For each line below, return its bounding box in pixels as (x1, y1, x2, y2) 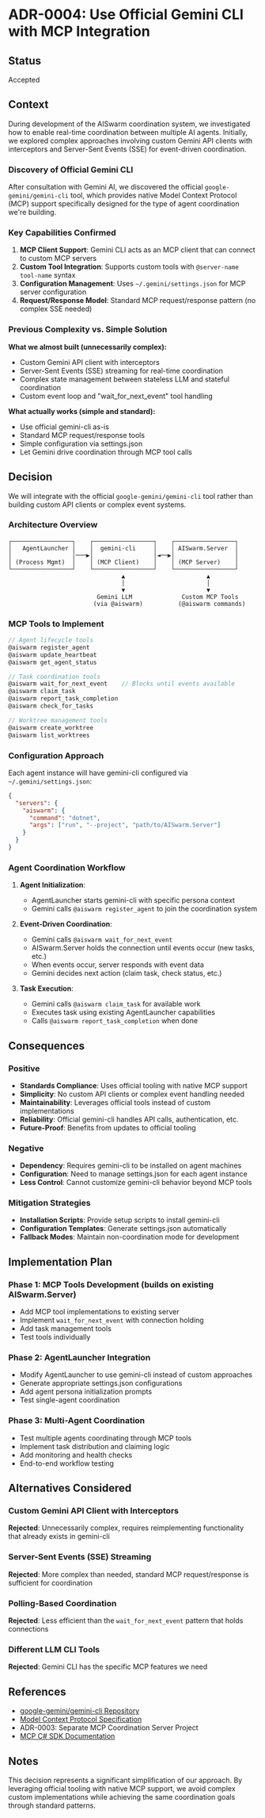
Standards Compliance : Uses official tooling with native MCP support (19, 1080, 248, 1090)
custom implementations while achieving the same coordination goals (8, 1792, 236, 1801)
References (8, 1685, 66, 1698)
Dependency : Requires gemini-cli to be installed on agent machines (19, 1160, 242, 1171)
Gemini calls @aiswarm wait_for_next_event (31, 934, 173, 945)
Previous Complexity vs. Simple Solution (8, 324, 168, 335)
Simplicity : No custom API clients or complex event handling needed (19, 1089, 245, 1099)
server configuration (19, 287, 87, 297)
